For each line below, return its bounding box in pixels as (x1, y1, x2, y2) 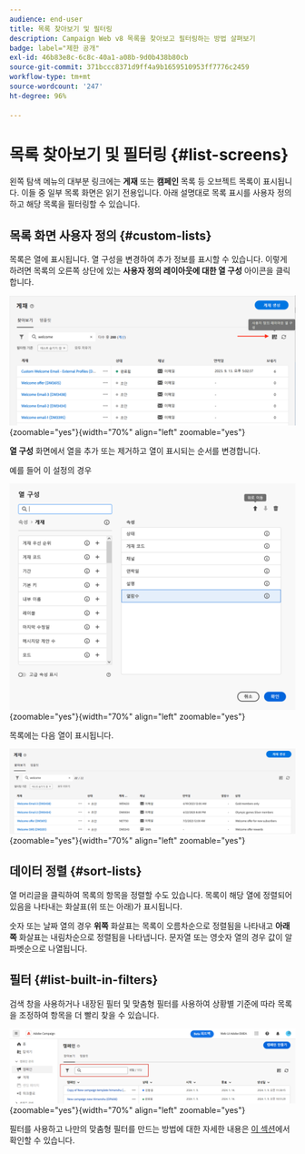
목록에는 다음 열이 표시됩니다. (9, 730, 114, 741)
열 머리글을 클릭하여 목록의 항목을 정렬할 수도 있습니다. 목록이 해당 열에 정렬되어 (9, 889, 293, 900)
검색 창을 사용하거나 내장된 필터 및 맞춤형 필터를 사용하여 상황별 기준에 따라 (9, 997, 276, 1009)
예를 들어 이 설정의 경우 (9, 464, 93, 475)
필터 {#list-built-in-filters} (9, 972, 159, 987)
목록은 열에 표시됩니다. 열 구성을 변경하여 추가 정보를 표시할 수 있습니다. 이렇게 (9, 254, 288, 265)
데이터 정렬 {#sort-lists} (9, 864, 143, 879)
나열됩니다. (48, 943, 88, 954)
